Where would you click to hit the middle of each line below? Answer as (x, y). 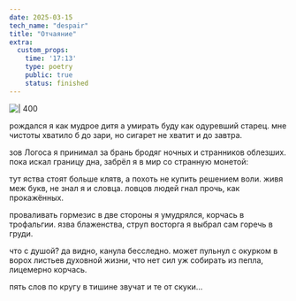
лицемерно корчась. (48, 269)
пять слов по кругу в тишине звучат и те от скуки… (106, 286)
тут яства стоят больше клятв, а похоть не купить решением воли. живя (146, 179)
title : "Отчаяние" (43, 34)
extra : (21, 42)
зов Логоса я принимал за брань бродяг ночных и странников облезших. (148, 152)
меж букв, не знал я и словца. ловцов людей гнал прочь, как (125, 188)
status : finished (57, 83)
